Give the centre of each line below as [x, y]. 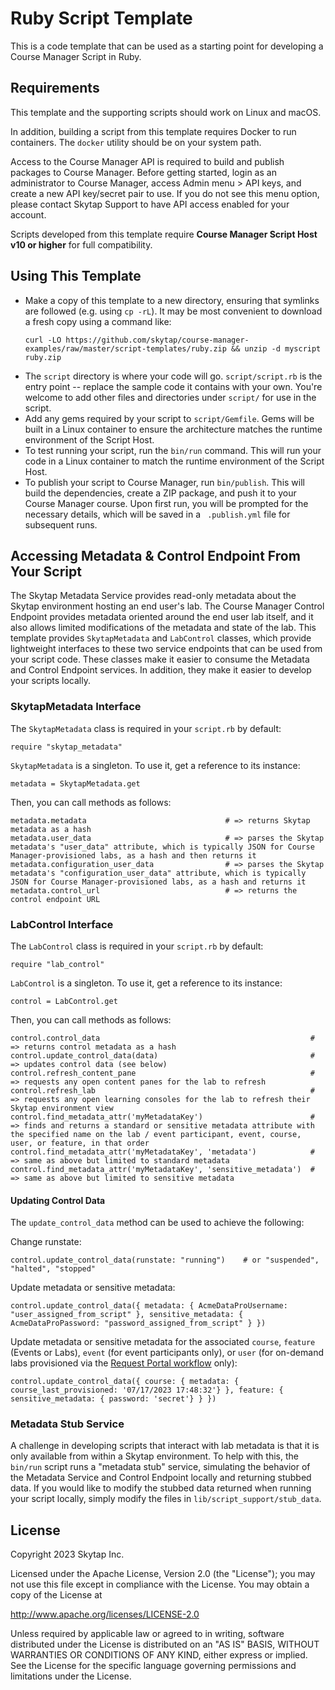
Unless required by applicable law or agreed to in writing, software [147, 1634]
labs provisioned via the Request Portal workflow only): [124, 1363]
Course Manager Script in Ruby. [76, 56]
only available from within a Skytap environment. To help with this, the [154, 1456]
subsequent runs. [61, 524]
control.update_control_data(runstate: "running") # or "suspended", [165, 1260]
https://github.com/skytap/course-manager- [157, 340]
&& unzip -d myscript [276, 348]
